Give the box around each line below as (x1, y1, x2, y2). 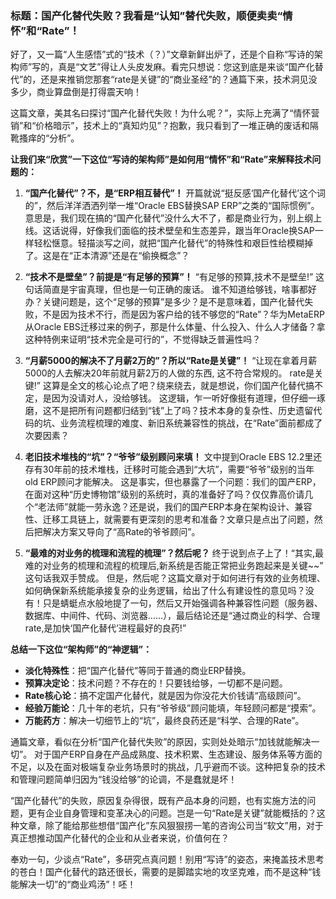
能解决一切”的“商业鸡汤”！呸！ (10, 878, 137, 891)
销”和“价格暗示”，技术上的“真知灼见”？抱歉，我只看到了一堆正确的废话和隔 (10, 120, 319, 132)
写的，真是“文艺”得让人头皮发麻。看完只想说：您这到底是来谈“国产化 (31, 61, 315, 73)
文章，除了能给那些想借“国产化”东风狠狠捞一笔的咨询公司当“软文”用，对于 (18, 820, 324, 832)
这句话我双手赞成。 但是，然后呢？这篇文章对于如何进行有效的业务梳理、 (24, 572, 326, 584)
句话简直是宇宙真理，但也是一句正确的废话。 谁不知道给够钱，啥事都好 (24, 283, 317, 296)
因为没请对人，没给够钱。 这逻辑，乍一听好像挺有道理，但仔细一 (51, 392, 317, 404)
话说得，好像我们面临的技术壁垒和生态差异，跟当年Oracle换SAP (51, 225, 315, 237)
